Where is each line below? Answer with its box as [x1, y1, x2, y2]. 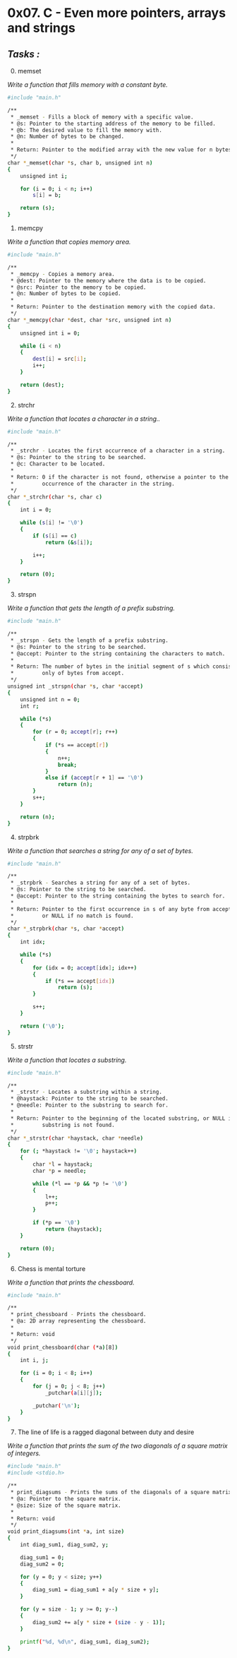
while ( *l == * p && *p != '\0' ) [32, 1180, 128, 1187]
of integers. [7, 1449, 41, 1457]
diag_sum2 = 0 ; [20, 1561, 65, 1568]
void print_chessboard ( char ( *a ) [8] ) [7, 1344, 119, 1351]
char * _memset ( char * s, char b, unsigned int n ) [7, 159, 153, 167]
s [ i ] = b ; [32, 192, 61, 199]
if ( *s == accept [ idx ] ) [44, 977, 115, 984]
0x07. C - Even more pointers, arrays [7, 5, 226, 21]
